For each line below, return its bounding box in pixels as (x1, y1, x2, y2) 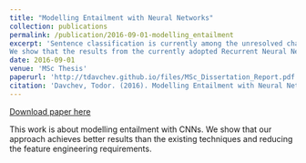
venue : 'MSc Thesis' (9, 65, 88, 74)
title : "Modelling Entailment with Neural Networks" (9, 13, 214, 23)
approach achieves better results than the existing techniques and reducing (9, 133, 293, 144)
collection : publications (9, 22, 107, 31)
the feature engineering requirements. (9, 143, 152, 154)
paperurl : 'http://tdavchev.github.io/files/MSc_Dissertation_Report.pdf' (9, 73, 300, 82)
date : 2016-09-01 (9, 56, 76, 65)
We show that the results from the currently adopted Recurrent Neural (9, 47, 287, 56)
